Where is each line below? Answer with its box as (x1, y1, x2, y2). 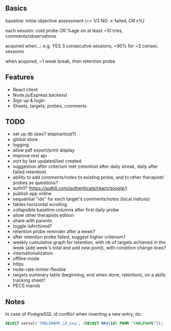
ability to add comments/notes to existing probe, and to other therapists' (12, 174, 165, 181)
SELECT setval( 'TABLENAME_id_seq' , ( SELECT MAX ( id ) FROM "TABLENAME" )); (5, 321, 163, 326)
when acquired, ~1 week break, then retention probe (5, 58, 116, 64)
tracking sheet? (12, 277, 46, 284)
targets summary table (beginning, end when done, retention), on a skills (12, 272, 166, 278)
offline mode (12, 256, 40, 262)
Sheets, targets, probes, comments (12, 103, 87, 109)
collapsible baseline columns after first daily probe (12, 207, 119, 213)
